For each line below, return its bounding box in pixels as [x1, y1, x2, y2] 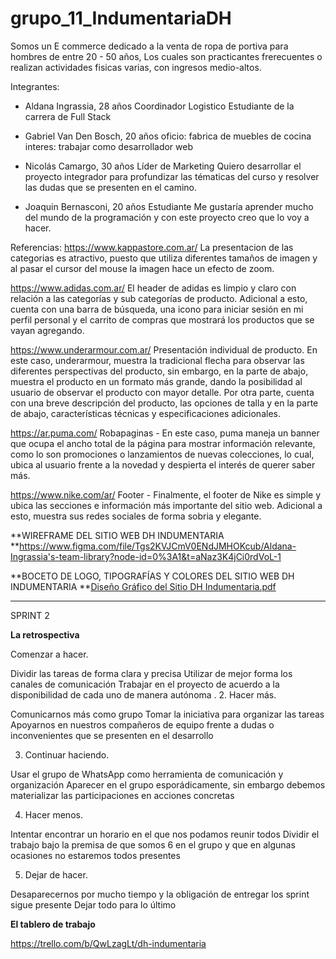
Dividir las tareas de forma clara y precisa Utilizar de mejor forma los [10, 667, 293, 679]
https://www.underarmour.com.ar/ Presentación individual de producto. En [10, 343, 318, 356]
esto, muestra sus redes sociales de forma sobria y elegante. [10, 510, 262, 522]
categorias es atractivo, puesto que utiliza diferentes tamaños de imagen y [10, 252, 318, 264]
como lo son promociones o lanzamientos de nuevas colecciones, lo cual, [10, 448, 315, 460]
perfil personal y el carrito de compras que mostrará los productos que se [10, 313, 315, 326]
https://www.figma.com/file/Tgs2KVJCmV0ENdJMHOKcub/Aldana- [19, 540, 297, 552]
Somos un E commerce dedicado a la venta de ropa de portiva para [10, 40, 289, 52]
